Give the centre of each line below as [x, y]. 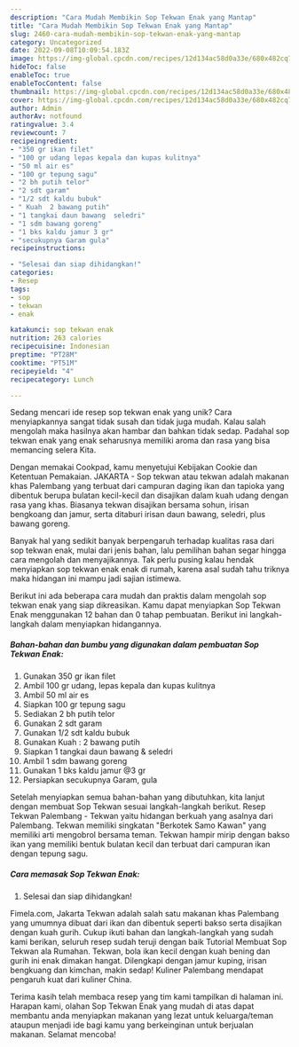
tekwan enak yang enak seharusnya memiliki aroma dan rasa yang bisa [140, 441]
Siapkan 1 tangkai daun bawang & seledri [98, 752]
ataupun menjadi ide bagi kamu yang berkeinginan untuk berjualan [132, 1025]
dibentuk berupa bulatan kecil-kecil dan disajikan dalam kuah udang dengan [149, 496]
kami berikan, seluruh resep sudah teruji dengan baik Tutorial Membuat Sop [149, 942]
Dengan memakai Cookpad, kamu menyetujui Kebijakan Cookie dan [134, 468]
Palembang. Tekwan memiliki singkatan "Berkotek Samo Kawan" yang [138, 825]
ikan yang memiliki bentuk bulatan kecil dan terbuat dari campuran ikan [140, 845]
